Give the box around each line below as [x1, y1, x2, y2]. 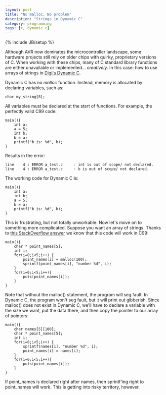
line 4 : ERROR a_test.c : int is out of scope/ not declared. [5, 162, 154, 168]
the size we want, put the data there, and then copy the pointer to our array [5, 308, 158, 314]
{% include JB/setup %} [5, 39, 54, 45]
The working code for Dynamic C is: [5, 175, 79, 181]
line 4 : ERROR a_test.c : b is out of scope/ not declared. [5, 167, 149, 171]
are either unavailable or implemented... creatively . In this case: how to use [5, 65, 158, 71]
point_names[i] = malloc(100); [23, 257, 87, 262]
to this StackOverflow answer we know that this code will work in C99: [5, 230, 149, 236]
